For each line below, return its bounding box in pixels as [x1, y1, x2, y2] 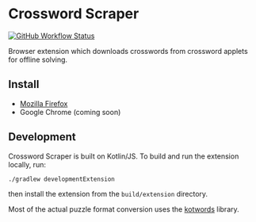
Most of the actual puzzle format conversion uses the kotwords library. [8, 204, 239, 214]
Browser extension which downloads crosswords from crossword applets [8, 46, 248, 55]
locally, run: [8, 159, 46, 169]
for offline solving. [8, 55, 68, 64]
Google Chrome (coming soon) [19, 107, 121, 117]
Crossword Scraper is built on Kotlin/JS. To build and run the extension [8, 151, 239, 161]
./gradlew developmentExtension [8, 175, 115, 183]
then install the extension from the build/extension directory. [8, 189, 208, 198]
